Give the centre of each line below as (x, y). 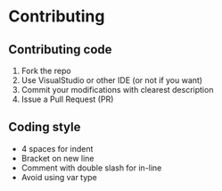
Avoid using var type (59, 177)
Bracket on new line (58, 158)
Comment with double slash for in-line (91, 168)
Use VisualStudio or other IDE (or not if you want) (111, 80)
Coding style (45, 127)
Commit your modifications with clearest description (117, 90)
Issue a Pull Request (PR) (67, 99)
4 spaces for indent (57, 148)
